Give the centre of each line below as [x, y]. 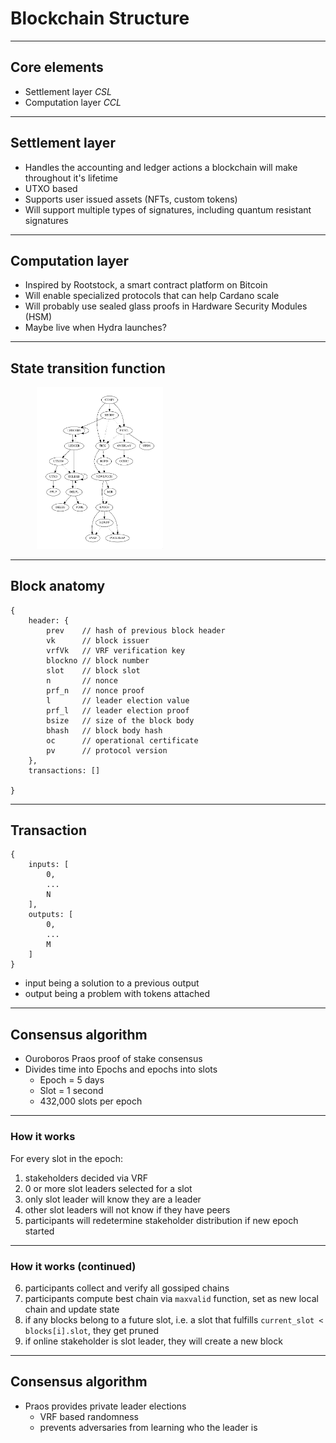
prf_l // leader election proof [118, 710]
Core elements [57, 67]
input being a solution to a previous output [112, 983]
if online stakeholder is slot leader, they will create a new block [153, 1341]
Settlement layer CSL [68, 91]
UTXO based [51, 188]
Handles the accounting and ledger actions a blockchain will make [161, 167]
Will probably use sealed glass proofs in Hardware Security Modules [166, 306]
